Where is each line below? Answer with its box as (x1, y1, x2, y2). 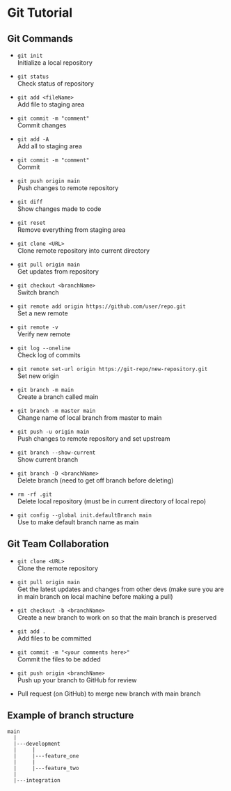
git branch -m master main (17, 407, 96, 414)
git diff (17, 198, 43, 205)
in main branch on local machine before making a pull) (17, 592, 173, 600)
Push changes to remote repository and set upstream (17, 434, 170, 443)
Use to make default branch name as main (17, 518, 139, 526)
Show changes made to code (17, 205, 102, 213)
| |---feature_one (13, 752, 79, 760)
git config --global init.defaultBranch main (17, 512, 152, 519)
